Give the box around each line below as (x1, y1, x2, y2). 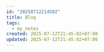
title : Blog (6, 14, 36, 20)
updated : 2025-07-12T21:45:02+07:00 (6, 36, 98, 42)
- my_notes (11, 25, 39, 32)
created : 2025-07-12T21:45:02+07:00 (6, 31, 98, 37)
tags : (6, 20, 20, 26)
